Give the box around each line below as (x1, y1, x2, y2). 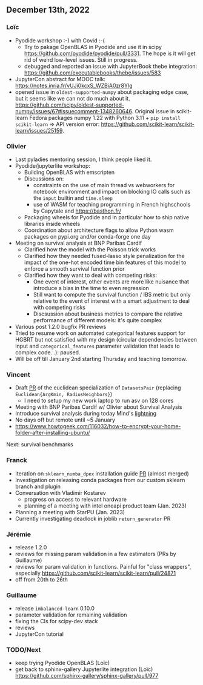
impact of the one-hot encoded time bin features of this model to (24, 259, 187, 266)
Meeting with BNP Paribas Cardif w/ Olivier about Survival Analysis (15, 403, 182, 411)
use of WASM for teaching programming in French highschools (33, 200, 191, 208)
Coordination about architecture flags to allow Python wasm (24, 227, 174, 234)
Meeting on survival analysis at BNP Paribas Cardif (15, 239, 142, 247)
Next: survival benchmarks (6, 441, 74, 448)
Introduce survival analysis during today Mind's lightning (15, 410, 157, 417)
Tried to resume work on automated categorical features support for (15, 329, 186, 337)
